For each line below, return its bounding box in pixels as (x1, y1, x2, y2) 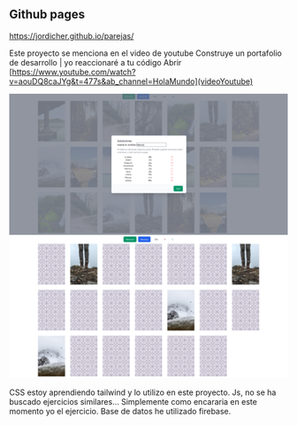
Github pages (9, 7, 86, 22)
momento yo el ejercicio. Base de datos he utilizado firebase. (9, 406, 232, 417)
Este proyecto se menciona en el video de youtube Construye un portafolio (9, 48, 283, 58)
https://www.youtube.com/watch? (11, 66, 136, 77)
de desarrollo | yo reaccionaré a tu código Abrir (9, 57, 182, 67)
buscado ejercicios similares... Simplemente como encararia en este (9, 397, 258, 407)
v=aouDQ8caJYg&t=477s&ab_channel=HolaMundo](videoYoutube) (9, 75, 254, 87)
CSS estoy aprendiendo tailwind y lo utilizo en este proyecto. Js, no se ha (9, 387, 277, 398)
